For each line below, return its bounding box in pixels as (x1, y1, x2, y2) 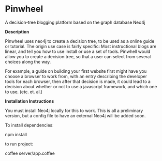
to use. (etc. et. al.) (5, 89, 43, 95)
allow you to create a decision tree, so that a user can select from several (5, 53, 151, 59)
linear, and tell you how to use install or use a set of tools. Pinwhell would (5, 48, 151, 54)
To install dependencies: (5, 122, 54, 128)
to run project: (5, 141, 33, 146)
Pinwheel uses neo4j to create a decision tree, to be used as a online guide (5, 38, 155, 44)
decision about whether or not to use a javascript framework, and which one (5, 83, 157, 89)
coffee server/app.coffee (5, 150, 55, 156)
